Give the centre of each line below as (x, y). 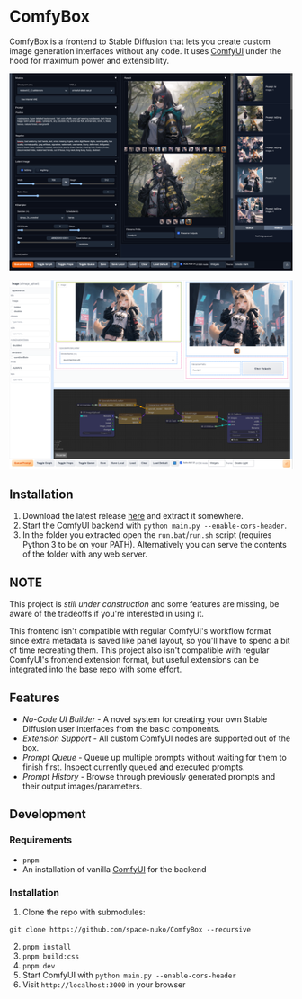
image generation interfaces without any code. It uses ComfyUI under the (146, 50)
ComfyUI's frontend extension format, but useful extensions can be (134, 660)
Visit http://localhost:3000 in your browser (104, 984)
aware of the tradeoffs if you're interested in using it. (107, 614)
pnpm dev (39, 966)
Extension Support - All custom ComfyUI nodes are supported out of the (156, 738)
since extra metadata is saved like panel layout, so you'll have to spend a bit (150, 641)
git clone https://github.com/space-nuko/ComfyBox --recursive (130, 929)
